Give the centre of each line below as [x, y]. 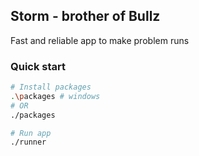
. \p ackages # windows [55, 96]
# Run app [31, 133]
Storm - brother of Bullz [85, 16]
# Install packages [51, 87]
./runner [28, 142]
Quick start [38, 66]
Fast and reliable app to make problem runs [100, 40]
